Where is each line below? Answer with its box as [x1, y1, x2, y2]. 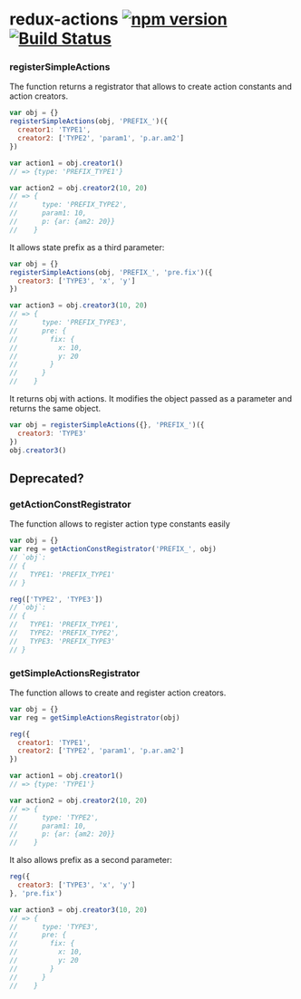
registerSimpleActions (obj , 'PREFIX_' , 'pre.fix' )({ [9, 267, 213, 276]
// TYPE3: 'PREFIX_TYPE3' [9, 636, 116, 645]
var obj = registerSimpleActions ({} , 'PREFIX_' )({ [9, 421, 205, 430]
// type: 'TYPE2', [9, 812, 100, 822]
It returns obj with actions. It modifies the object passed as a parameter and [9, 393, 293, 404]
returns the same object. [9, 403, 102, 414]
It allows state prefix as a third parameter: [9, 241, 165, 253]
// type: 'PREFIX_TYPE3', [9, 318, 128, 327]
